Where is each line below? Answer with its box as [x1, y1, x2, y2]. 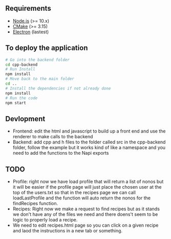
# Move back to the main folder [5, 77, 74, 82]
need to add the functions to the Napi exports [12, 150, 109, 156]
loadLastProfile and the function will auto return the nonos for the [12, 195, 151, 201]
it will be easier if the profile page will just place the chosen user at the [12, 184, 162, 190]
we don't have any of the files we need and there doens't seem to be [12, 211, 158, 217]
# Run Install [5, 67, 36, 72]
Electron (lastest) [12, 28, 49, 35]
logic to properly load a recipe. [12, 217, 78, 223]
